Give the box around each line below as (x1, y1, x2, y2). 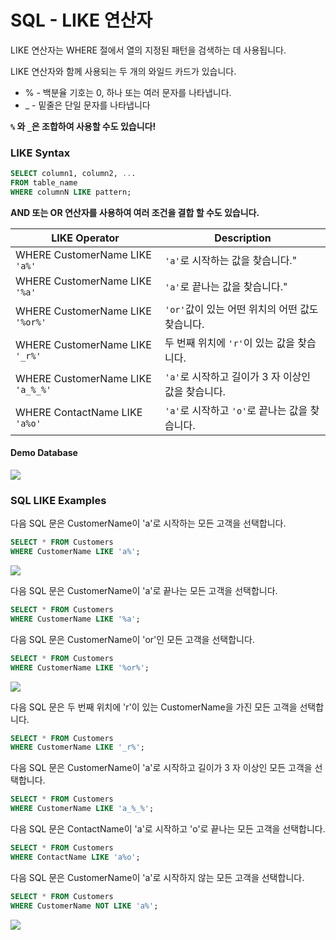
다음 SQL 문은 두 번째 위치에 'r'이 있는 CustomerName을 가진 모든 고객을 (10, 701, 298, 713)
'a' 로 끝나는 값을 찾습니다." (164, 279, 288, 293)
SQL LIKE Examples (10, 493, 107, 507)
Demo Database (10, 447, 78, 459)
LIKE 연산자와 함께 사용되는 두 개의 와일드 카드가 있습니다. (10, 65, 237, 77)
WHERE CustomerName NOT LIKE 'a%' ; (10, 901, 159, 911)
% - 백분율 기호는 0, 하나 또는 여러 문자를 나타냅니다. (24, 86, 232, 98)
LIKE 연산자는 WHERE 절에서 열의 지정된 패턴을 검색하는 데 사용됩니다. (10, 44, 287, 56)
